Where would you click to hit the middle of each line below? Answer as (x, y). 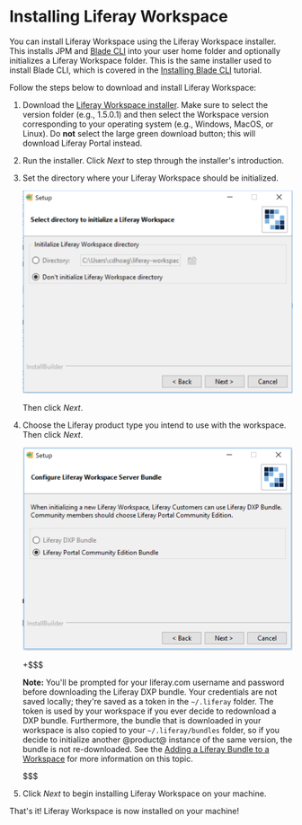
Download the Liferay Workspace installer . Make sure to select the (145, 104)
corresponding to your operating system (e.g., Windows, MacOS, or (148, 124)
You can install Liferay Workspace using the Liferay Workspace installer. (143, 41)
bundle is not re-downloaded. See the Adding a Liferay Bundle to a (146, 750)
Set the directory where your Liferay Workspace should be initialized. (150, 178)
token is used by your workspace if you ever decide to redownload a (149, 711)
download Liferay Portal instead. (82, 143)
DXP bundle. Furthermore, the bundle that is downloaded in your (142, 721)
